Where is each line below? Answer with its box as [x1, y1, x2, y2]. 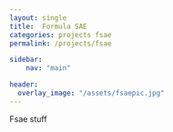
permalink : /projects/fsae [9, 38, 112, 48]
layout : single [9, 13, 67, 23]
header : [9, 80, 39, 89]
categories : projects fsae [9, 30, 112, 39]
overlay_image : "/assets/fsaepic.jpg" [17, 88, 166, 97]
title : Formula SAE [9, 22, 88, 31]
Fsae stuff [9, 113, 47, 124]
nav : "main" [25, 64, 71, 73]
